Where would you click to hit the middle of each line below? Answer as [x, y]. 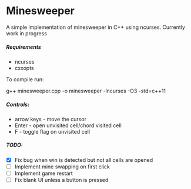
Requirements [24, 47]
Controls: [18, 104]
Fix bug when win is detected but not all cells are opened [84, 160]
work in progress [26, 33]
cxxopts [24, 68]
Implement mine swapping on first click [62, 167]
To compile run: [25, 79]
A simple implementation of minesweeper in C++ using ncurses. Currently [95, 27]
